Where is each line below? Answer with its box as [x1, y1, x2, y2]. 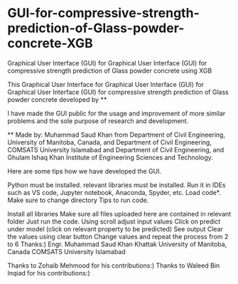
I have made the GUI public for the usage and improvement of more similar [7, 109, 226, 117]
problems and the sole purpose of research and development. [7, 116, 189, 125]
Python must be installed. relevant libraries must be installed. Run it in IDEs [7, 180, 226, 189]
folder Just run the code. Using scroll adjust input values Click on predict [7, 217, 221, 226]
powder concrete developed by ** [7, 95, 107, 104]
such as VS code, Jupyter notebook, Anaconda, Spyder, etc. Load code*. [7, 188, 221, 196]
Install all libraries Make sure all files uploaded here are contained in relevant [7, 209, 232, 218]
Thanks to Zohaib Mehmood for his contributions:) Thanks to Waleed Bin [7, 261, 220, 270]
